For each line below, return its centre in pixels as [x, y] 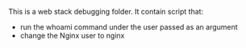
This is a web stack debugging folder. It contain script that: [106, 12]
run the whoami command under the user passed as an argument [129, 27]
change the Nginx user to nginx [72, 36]
